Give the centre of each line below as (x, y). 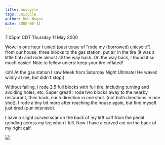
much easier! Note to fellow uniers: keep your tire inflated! (64, 63)
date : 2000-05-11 (23, 23)
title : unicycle (22, 10)
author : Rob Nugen (24, 19)
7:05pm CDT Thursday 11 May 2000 (41, 37)
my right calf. (19, 128)
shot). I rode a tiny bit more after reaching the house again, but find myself (81, 103)
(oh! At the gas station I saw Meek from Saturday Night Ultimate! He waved (82, 72)
